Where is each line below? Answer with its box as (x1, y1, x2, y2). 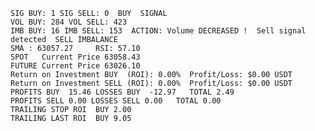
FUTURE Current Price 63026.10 (10, 61, 141, 71)
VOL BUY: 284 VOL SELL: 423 (10, 17, 128, 27)
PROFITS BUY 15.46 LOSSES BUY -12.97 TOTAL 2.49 (10, 87, 235, 97)
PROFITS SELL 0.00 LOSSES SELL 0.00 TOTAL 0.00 (10, 96, 222, 106)
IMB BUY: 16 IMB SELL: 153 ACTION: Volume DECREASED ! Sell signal (10, 26, 307, 36)
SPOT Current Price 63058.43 (10, 52, 141, 62)
